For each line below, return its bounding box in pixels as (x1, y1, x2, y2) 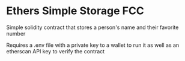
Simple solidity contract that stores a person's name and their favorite (6, 24, 179, 31)
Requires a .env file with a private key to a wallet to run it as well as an (6, 41, 180, 49)
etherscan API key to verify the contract (6, 47, 105, 54)
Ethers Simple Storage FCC (6, 4, 144, 18)
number (6, 30, 26, 37)
